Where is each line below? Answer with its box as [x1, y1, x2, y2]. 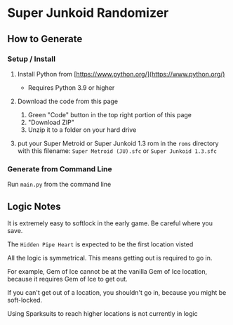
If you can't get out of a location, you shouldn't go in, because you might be [7, 288, 227, 296]
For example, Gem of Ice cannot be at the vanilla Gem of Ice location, [7, 267, 208, 275]
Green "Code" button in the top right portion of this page [27, 110, 192, 119]
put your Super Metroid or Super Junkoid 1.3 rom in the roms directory [17, 139, 219, 147]
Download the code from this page [17, 97, 118, 105]
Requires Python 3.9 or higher [27, 83, 115, 92]
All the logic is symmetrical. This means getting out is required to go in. [7, 253, 213, 262]
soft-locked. [7, 296, 43, 304]
